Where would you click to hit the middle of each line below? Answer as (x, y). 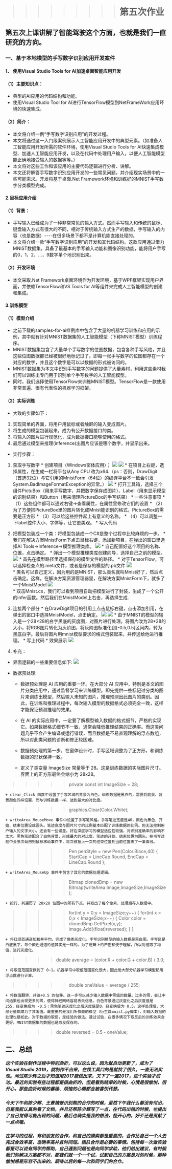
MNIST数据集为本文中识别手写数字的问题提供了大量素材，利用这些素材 (87, 369)
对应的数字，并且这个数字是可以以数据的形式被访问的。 (71, 363)
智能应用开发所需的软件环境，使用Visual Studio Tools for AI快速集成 (88, 147)
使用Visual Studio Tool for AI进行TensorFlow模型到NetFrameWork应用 (86, 102)
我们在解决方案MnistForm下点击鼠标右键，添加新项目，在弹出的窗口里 (87, 540)
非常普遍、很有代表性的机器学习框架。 (53, 388)
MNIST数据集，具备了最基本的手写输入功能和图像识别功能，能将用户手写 (89, 248)
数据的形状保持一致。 (43, 757)
